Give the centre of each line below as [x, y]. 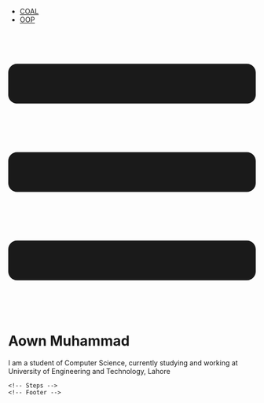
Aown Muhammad [69, 341]
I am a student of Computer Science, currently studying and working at [123, 363]
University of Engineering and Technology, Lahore [89, 371]
